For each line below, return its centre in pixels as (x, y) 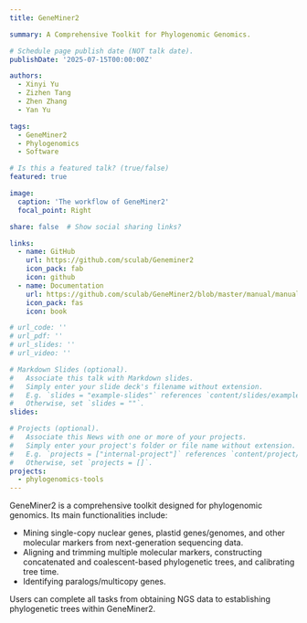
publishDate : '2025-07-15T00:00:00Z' (81, 59)
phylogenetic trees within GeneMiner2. (83, 609)
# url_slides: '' (42, 345)
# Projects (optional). (55, 429)
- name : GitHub (47, 252)
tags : (20, 126)
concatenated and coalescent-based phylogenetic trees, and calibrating (159, 562)
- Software (38, 152)
